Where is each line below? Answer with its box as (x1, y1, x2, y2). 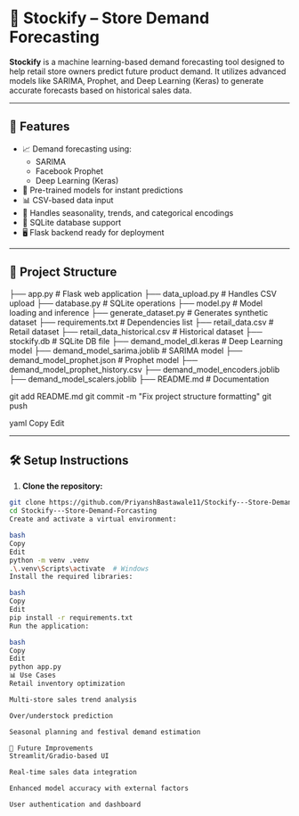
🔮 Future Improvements (9, 744, 93, 753)
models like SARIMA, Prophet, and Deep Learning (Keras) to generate (9, 75, 264, 86)
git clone (9, 499, 46, 507)
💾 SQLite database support (21, 217, 122, 227)
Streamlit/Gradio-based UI (9, 752, 109, 761)
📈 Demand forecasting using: (21, 143, 132, 154)
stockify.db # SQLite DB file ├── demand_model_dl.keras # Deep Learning (9, 335, 283, 346)
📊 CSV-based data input (21, 194, 114, 205)
